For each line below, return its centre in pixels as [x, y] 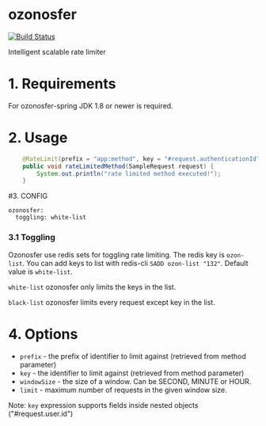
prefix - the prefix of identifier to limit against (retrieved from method [133, 356]
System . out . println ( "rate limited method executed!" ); [129, 173]
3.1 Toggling [32, 238]
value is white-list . [40, 272]
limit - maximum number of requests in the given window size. [123, 390]
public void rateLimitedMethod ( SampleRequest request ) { [118, 166]
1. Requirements [62, 84]
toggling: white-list [51, 218]
